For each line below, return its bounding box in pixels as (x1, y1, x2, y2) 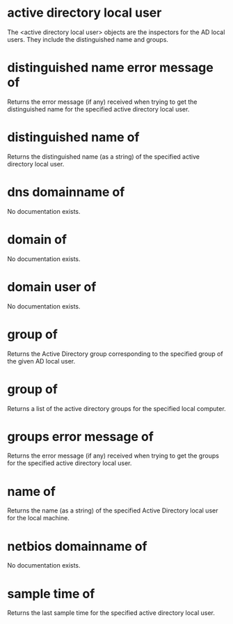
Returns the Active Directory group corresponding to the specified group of (7, 350, 224, 358)
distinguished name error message (7, 60, 214, 76)
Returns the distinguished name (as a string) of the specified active (7, 152, 200, 161)
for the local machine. (7, 514, 70, 522)
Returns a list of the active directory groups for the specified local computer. (7, 404, 226, 412)
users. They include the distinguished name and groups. (7, 35, 169, 43)
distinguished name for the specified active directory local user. (7, 104, 190, 113)
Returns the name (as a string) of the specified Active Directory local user (7, 506, 218, 515)
